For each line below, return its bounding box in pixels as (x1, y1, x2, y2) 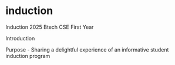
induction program (5, 52, 51, 59)
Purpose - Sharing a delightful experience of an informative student (5, 46, 169, 53)
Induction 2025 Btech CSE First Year (5, 23, 94, 30)
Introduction (5, 35, 35, 42)
